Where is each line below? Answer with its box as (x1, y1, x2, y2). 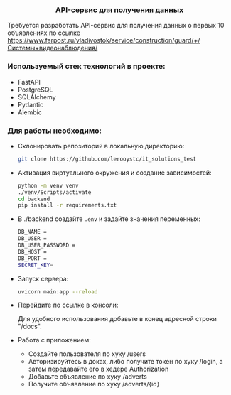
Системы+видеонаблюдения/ (7, 44, 98, 53)
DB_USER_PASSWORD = (17, 242, 76, 249)
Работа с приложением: (17, 336, 91, 345)
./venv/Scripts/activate (17, 188, 92, 196)
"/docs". (17, 322, 43, 331)
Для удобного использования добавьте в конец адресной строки (17, 315, 217, 323)
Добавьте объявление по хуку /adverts (28, 372, 147, 381)
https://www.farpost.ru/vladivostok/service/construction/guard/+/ (7, 36, 200, 45)
